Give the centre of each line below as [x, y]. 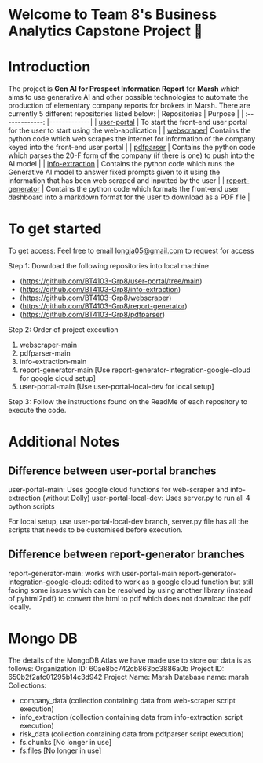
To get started [55, 229]
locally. [20, 607]
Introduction [49, 67]
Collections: [27, 685]
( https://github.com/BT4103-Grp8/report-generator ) [103, 306]
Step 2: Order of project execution [64, 330]
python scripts [31, 506]
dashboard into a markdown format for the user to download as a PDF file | [129, 197]
